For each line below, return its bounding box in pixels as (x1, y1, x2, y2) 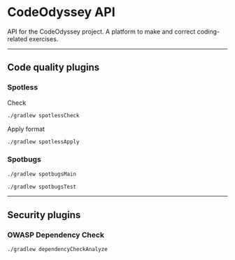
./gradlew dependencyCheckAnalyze (7, 246, 108, 253)
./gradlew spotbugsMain (7, 171, 77, 178)
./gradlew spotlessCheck (7, 112, 80, 119)
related (7, 34, 28, 43)
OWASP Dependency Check (7, 230, 105, 240)
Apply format (7, 124, 45, 133)
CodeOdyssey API (7, 4, 115, 20)
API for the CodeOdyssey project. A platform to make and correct (7, 27, 196, 36)
